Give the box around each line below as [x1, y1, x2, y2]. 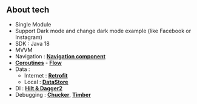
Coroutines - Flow [15, 59, 62, 66]
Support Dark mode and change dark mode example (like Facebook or [15, 27, 192, 34]
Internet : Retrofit [24, 72, 68, 79]
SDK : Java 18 [15, 40, 50, 47]
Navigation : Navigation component [15, 52, 106, 60]
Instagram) [15, 33, 42, 41]
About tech [6, 5, 50, 15]
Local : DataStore [24, 78, 68, 85]
